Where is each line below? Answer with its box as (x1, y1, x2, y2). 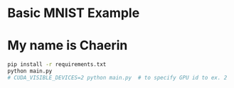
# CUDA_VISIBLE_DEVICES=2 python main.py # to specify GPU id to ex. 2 (7, 74, 228, 81)
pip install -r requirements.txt (7, 61, 107, 68)
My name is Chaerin (7, 38, 128, 54)
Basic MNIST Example (7, 5, 140, 21)
